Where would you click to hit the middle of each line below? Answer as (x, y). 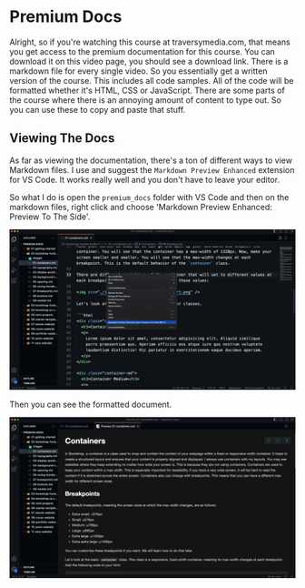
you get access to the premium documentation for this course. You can (142, 51)
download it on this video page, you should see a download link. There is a (149, 61)
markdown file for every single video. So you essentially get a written (138, 71)
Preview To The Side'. (50, 217)
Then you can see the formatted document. (91, 405)
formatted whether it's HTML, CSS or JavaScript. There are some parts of (148, 90)
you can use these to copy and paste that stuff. (98, 109)
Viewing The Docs (62, 138)
